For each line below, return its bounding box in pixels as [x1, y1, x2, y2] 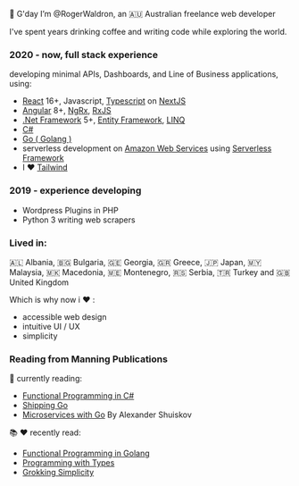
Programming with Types [21, 457, 115, 468]
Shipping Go [21, 400, 69, 411]
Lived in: [9, 237, 47, 249]
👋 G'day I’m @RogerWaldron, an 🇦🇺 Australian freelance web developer [9, 9, 276, 19]
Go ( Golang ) [21, 134, 72, 145]
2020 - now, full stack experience [9, 48, 159, 61]
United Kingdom [9, 277, 70, 288]
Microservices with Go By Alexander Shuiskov [21, 409, 192, 420]
